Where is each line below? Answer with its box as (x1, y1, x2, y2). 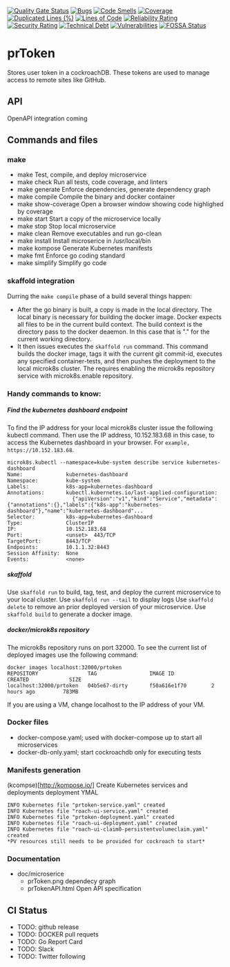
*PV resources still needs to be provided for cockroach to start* (7, 838, 206, 845)
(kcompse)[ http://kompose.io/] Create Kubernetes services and (7, 781, 189, 789)
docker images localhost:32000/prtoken (7, 664, 122, 671)
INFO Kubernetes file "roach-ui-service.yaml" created (7, 808, 169, 815)
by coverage (17, 208, 53, 216)
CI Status (7, 904, 48, 916)
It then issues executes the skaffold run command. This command (17, 342, 209, 350)
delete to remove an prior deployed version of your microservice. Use (7, 602, 206, 611)
